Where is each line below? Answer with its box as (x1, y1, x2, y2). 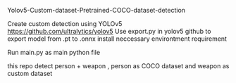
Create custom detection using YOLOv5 (7, 20, 123, 27)
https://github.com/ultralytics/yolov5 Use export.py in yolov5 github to (7, 27, 211, 35)
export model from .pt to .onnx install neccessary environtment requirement (7, 34, 228, 43)
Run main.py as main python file (7, 49, 101, 56)
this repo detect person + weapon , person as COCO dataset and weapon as (7, 62, 230, 70)
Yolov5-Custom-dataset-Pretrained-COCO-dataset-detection (7, 6, 185, 14)
